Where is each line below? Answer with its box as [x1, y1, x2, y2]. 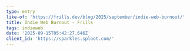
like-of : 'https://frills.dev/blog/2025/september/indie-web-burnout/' [6, 14, 185, 20]
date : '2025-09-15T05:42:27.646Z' [6, 30, 91, 36]
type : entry [6, 8, 35, 15]
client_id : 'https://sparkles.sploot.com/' [6, 36, 115, 42]
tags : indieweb [6, 25, 44, 31]
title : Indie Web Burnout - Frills [6, 19, 94, 25]
